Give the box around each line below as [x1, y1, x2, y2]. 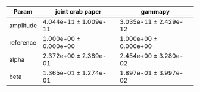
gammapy [140, 8, 170, 15]
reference [9, 39, 37, 46]
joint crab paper [55, 8, 102, 15]
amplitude [9, 21, 37, 29]
